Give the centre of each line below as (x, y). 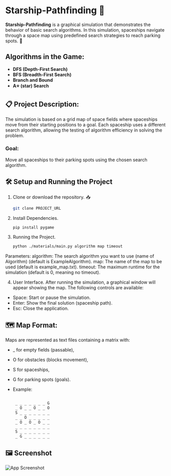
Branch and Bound (33, 80)
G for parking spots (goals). (42, 380)
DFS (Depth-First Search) (40, 69)
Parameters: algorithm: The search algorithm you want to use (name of (80, 256)
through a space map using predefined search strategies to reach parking (83, 35)
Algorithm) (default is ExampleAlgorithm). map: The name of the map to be (84, 262)
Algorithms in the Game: (45, 57)
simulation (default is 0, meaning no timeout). (53, 272)
